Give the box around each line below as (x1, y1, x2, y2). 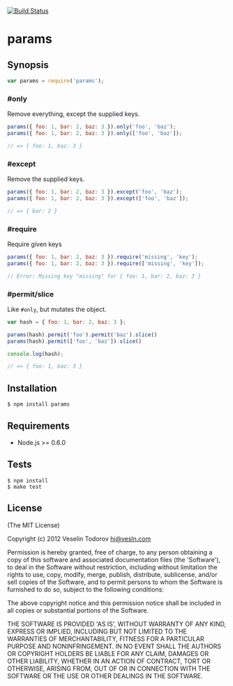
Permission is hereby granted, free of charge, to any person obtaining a (7, 548, 213, 556)
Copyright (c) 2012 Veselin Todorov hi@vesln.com (7, 534, 151, 543)
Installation (7, 382, 57, 394)
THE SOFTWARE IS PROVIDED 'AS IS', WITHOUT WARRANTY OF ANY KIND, (7, 620, 227, 628)
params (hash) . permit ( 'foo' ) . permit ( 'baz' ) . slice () (7, 331, 158, 338)
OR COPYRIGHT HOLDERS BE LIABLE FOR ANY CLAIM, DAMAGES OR (7, 649, 209, 657)
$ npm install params (7, 401, 70, 408)
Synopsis (7, 59, 49, 71)
